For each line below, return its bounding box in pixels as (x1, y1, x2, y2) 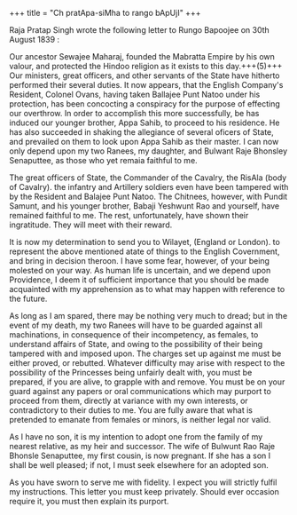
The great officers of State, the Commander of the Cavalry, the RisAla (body (9, 172, 287, 183)
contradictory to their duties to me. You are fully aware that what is (9, 405, 253, 416)
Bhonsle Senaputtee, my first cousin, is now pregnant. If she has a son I (9, 450, 271, 461)
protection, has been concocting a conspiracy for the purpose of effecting (9, 99, 281, 109)
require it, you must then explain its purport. (9, 496, 169, 506)
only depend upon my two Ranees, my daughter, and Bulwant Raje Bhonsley (9, 146, 288, 156)
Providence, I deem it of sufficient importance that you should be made (9, 274, 270, 285)
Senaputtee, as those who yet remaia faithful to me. (9, 155, 198, 165)
